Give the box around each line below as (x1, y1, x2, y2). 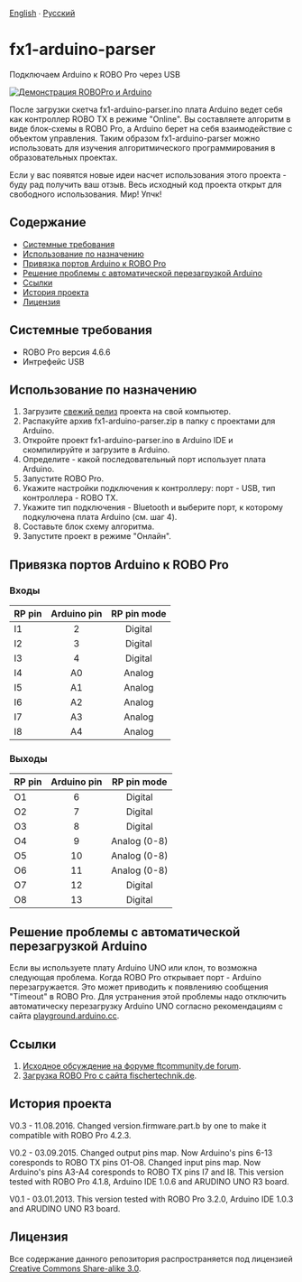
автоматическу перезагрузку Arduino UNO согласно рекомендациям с (9, 1001, 284, 1012)
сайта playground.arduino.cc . (9, 1010, 120, 1021)
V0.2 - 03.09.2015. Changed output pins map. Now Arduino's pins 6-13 (9, 1147, 273, 1158)
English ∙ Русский (9, 8, 76, 18)
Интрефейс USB (22, 356, 85, 367)
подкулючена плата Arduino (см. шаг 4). (22, 512, 178, 523)
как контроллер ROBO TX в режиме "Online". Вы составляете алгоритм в (9, 113, 291, 125)
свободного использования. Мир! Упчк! (9, 189, 162, 200)
